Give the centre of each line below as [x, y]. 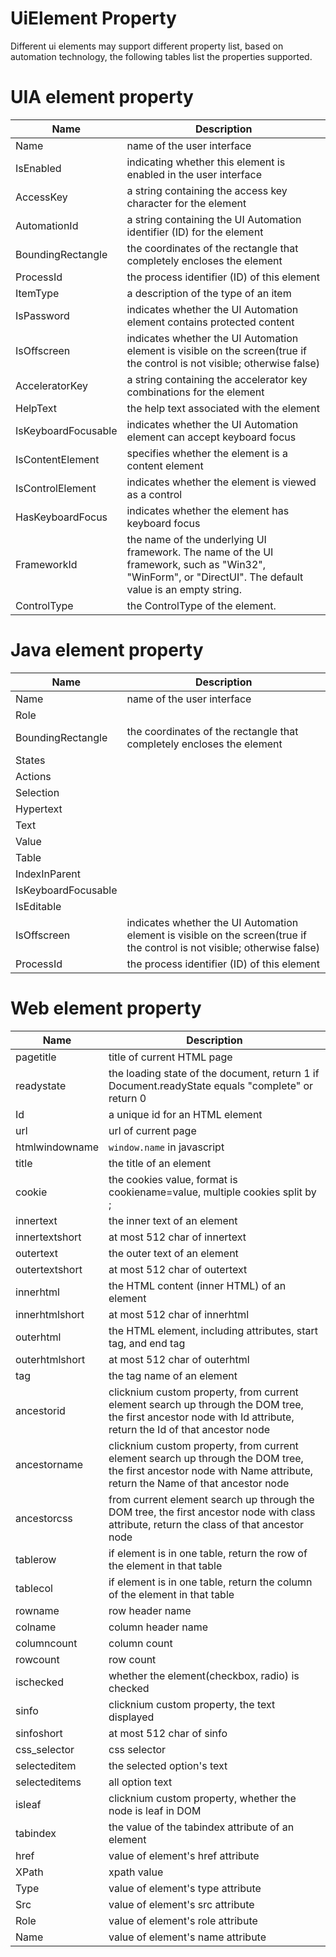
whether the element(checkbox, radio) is [204, 1675]
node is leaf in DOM [155, 1810]
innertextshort [48, 1237]
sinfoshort [39, 1733]
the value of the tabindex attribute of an [201, 1827]
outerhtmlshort [50, 1359]
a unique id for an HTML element [185, 1114]
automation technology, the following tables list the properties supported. [161, 56]
